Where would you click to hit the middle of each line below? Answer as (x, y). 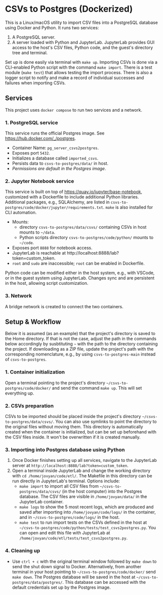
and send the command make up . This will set (97, 388)
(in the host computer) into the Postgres (102, 492)
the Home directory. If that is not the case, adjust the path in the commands (81, 339)
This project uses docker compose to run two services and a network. (74, 110)
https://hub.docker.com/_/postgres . (41, 139)
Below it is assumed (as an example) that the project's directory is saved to (80, 334)
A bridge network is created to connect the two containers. (64, 306)
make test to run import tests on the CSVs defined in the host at (83, 522)
